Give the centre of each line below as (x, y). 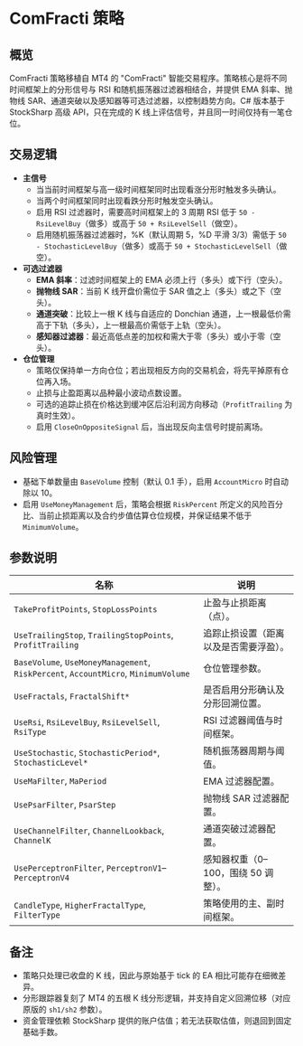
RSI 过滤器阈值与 (238, 721)
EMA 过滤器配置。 (241, 781)
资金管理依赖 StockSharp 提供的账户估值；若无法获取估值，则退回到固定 (157, 1021)
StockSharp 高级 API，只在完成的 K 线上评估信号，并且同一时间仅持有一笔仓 (151, 112)
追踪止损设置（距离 (243, 634)
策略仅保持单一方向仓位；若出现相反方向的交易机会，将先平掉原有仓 (162, 370)
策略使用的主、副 (239, 903)
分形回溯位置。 (234, 703)
